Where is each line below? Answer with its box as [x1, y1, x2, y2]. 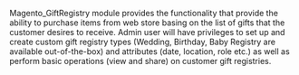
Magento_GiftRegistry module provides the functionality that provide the [9, 8, 279, 18]
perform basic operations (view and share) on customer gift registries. [9, 56, 272, 66]
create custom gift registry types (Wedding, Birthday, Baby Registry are [9, 36, 276, 47]
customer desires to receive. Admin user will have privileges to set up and [9, 27, 285, 37]
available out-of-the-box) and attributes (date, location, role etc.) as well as [9, 46, 290, 57]
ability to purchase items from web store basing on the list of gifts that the [9, 17, 285, 28]
